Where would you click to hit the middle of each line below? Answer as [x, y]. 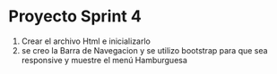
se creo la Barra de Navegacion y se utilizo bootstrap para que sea [144, 50]
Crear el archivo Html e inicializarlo [86, 41]
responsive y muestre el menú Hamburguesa [104, 60]
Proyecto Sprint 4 [75, 16]
